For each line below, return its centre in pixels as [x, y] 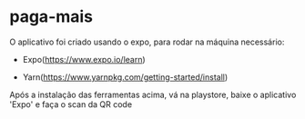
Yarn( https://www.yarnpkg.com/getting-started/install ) [125, 77]
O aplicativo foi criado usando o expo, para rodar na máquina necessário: [147, 42]
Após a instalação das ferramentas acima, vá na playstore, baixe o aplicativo [153, 94]
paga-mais [51, 17]
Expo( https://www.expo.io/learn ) [84, 59]
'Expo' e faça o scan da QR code [71, 104]
